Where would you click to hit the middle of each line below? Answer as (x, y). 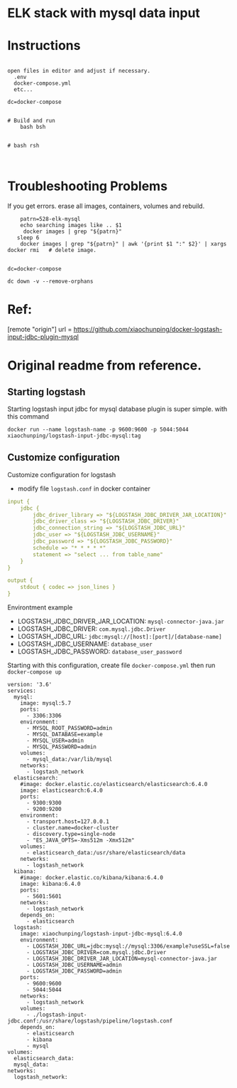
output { (20, 581)
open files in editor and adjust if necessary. (79, 71)
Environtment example (40, 607)
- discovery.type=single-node (71, 835)
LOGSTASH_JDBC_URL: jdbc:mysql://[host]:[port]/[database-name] (120, 637)
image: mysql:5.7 (46, 703)
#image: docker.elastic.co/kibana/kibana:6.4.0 (92, 878)
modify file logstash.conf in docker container (84, 488)
